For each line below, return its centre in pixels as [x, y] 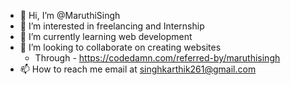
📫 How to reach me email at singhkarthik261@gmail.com [138, 69]
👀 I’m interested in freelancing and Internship [112, 26]
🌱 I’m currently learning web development [106, 36]
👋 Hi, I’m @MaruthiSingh [70, 15]
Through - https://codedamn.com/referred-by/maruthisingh [157, 58]
